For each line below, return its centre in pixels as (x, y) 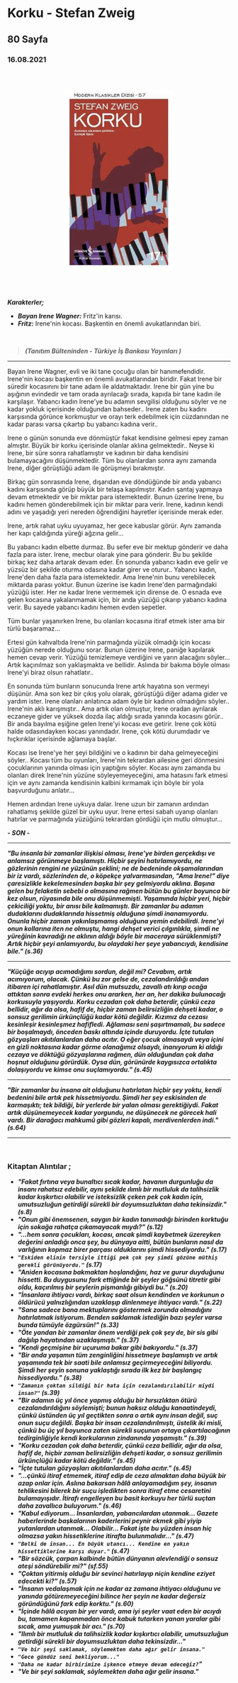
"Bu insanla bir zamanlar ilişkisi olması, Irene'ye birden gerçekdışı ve (111, 853)
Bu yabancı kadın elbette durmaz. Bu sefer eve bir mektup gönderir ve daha (118, 547)
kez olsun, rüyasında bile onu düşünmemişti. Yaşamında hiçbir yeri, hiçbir (119, 898)
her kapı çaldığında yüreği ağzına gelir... (66, 533)
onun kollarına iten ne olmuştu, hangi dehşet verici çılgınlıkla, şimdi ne (113, 928)
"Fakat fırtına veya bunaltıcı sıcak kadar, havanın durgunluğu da (115, 1182)
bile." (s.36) (25, 951)
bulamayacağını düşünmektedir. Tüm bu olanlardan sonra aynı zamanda (112, 460)
